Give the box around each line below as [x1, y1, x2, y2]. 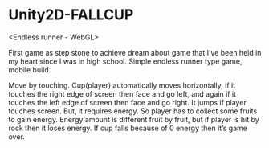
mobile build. [8, 64, 51, 74]
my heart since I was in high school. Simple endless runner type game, [8, 56, 243, 66]
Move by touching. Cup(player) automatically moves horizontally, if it [8, 80, 235, 90]
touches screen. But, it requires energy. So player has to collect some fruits [8, 106, 258, 116]
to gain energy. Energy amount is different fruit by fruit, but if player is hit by [8, 114, 259, 124]
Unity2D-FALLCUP [8, 6, 134, 24]
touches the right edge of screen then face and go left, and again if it [8, 88, 237, 98]
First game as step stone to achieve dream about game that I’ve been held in [8, 47, 262, 57]
